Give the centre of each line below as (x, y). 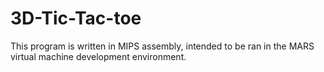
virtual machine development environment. (98, 56)
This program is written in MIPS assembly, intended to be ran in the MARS (162, 46)
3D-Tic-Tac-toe (76, 18)
